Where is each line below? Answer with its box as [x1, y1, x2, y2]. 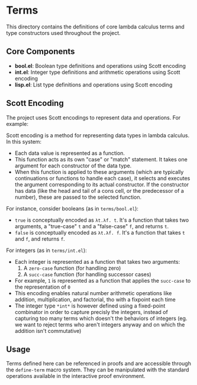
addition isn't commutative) [14, 327, 82, 334]
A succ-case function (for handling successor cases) [23, 270, 152, 278]
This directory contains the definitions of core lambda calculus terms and [6, 23, 185, 30]
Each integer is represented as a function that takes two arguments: [14, 258, 180, 265]
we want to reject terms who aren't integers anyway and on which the [14, 321, 185, 328]
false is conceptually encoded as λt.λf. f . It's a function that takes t [14, 229, 185, 236]
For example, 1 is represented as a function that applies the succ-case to [14, 277, 191, 284]
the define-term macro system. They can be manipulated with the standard [6, 366, 189, 373]
